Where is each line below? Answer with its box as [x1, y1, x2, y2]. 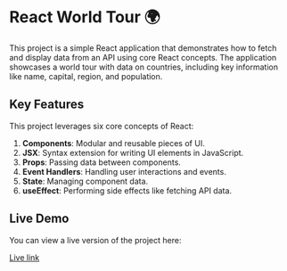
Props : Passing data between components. [21, 157, 181, 168]
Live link [9, 251, 40, 263]
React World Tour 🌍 [9, 7, 160, 28]
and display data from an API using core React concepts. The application [9, 52, 277, 62]
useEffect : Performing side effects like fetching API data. [21, 185, 233, 196]
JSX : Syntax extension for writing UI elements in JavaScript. [21, 147, 244, 158]
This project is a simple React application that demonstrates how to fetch [9, 42, 277, 53]
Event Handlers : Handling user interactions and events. [21, 166, 227, 177]
